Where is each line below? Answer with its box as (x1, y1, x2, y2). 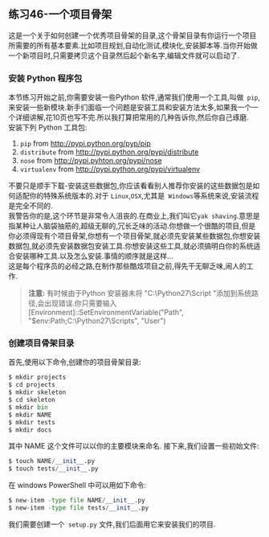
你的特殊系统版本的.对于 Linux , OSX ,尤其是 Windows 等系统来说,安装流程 (29, 191, 259, 201)
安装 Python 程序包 (8, 72, 83, 84)
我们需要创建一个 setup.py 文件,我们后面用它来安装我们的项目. (8, 519, 216, 529)
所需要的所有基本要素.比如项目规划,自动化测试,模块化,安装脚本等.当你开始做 (8, 40, 259, 50)
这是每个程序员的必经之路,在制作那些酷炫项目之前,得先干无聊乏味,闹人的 (8, 261, 247, 271)
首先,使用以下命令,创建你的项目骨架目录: (8, 357, 142, 367)
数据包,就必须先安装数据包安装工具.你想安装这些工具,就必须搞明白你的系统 (8, 241, 255, 251)
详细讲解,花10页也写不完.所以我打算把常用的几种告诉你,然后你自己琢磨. (14, 113, 249, 122)
